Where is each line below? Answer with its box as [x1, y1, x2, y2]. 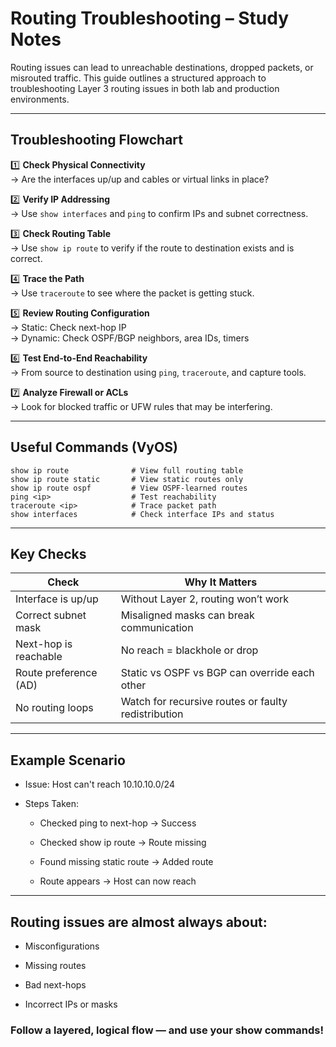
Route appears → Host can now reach [39, 875, 197, 887]
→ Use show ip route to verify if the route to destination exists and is [10, 242, 295, 254]
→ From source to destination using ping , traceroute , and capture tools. [10, 366, 307, 378]
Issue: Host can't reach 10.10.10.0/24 [24, 778, 175, 791]
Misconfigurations [24, 940, 100, 952]
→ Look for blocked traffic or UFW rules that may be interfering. [10, 400, 273, 412]
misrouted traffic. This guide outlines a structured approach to [10, 72, 267, 84]
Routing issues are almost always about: [10, 913, 268, 931]
